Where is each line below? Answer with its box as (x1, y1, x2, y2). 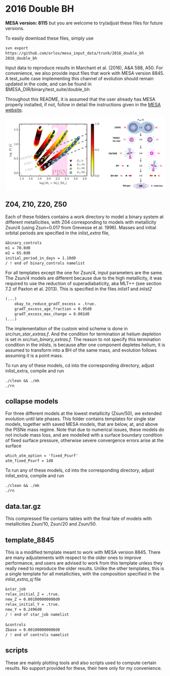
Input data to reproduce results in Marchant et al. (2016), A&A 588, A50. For (5, 65, 163, 71)
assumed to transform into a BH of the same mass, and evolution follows (5, 347, 157, 353)
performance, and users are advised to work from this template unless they (5, 560, 163, 566)
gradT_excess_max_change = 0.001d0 (14, 311, 90, 317)
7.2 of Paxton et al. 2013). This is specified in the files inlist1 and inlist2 (5, 286, 152, 292)
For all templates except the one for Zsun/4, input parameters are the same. (5, 269, 163, 275)
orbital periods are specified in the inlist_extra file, (5, 230, 110, 236)
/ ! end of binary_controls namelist (5, 260, 85, 266)
